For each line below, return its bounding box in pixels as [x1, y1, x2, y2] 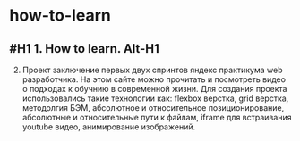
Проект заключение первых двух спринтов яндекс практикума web [21, 64, 284, 75]
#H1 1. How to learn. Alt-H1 [9, 41, 159, 56]
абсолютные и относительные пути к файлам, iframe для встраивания [21, 112, 292, 122]
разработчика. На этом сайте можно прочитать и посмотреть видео [21, 74, 287, 85]
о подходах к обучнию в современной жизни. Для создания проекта [21, 84, 287, 94]
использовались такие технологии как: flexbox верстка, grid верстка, [21, 93, 289, 104]
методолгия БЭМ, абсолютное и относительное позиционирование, [21, 103, 285, 112]
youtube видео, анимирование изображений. [21, 121, 195, 132]
